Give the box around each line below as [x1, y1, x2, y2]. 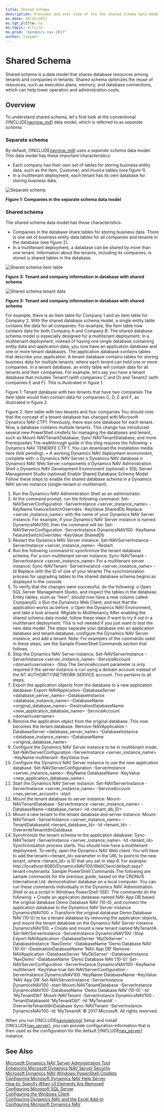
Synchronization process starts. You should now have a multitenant [12, 843, 148, 849]
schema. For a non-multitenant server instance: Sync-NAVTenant [12, 553, 144, 559]
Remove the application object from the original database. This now [12, 719, 148, 724]
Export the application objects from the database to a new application [12, 682, 152, 688]
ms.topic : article [5, 25, 43, 30]
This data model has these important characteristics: [5, 152, 111, 158]
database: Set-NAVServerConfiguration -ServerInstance [12, 765, 126, 771]
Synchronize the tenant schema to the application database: [12, 832, 133, 838]
